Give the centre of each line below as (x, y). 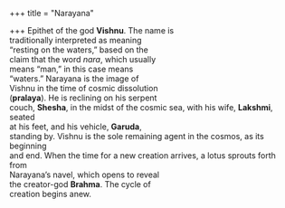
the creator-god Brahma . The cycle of (80, 184)
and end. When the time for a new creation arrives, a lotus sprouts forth (142, 156)
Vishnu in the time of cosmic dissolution (84, 88)
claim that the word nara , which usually (83, 59)
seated (22, 117)
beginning (28, 146)
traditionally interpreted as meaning (76, 40)
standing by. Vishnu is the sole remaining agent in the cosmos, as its (137, 136)
